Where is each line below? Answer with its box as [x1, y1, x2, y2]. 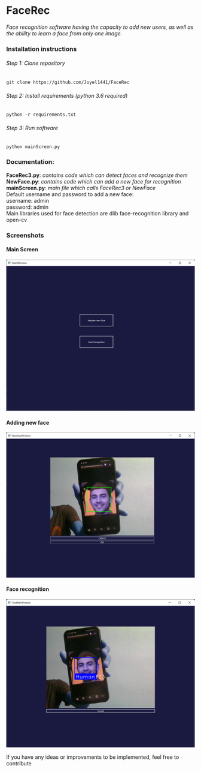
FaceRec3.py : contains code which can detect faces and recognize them [6, 172, 188, 179]
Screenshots [6, 231, 44, 239]
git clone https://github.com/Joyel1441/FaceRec [6, 79, 130, 86]
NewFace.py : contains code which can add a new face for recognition [6, 178, 181, 185]
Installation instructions [6, 44, 77, 53]
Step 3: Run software [6, 124, 59, 131]
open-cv [6, 216, 28, 223]
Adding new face [6, 419, 50, 426]
